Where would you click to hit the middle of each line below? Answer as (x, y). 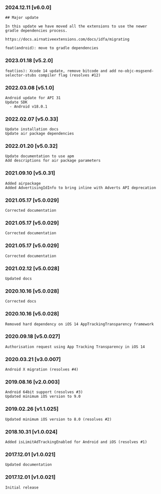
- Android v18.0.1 (29, 106)
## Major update (22, 18)
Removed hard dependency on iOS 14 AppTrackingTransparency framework (80, 324)
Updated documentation (28, 465)
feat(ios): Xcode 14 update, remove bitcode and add (61, 71)
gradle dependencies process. (36, 31)
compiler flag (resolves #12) (69, 75)
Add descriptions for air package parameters (53, 161)
